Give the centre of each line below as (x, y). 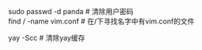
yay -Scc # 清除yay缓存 (47, 38)
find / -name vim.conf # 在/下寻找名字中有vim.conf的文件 (101, 21)
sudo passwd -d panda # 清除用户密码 (71, 11)
